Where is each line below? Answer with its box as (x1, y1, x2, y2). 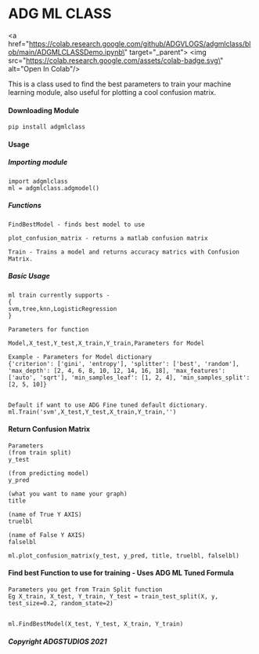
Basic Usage (8, 272, 51, 281)
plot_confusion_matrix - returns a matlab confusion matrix (8, 234, 209, 242)
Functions (8, 201, 41, 210)
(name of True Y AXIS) (8, 510, 82, 518)
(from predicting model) (8, 469, 89, 477)
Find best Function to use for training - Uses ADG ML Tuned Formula (8, 568, 235, 578)
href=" (8, 38, 30, 48)
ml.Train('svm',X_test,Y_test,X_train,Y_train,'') (8, 407, 177, 416)
